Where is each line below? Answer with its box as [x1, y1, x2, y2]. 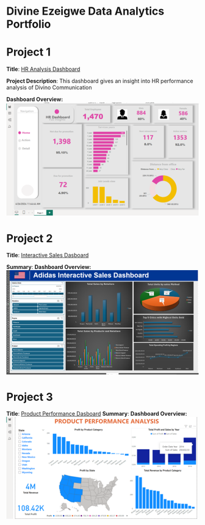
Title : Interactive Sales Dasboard [6, 252, 89, 259]
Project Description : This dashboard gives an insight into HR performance [6, 78, 193, 85]
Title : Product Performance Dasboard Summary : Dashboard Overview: [6, 410, 187, 417]
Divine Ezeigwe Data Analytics [6, 4, 165, 18]
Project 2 [6, 231, 53, 245]
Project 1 [6, 45, 51, 59]
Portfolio [6, 17, 51, 31]
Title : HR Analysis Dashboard [6, 65, 81, 73]
